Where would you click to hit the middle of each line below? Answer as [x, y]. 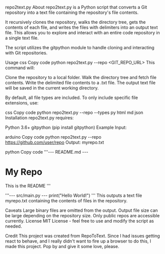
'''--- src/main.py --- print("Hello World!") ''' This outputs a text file [74, 195]
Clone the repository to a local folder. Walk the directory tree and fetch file [81, 77]
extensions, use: [22, 103]
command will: [20, 68]
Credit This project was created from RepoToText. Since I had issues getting [82, 236]
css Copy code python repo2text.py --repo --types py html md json [74, 112]
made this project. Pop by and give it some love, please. [62, 246]
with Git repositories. [27, 53]
